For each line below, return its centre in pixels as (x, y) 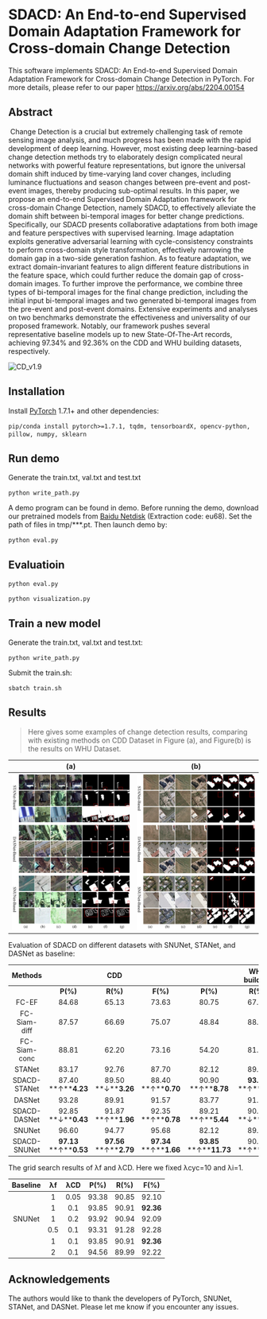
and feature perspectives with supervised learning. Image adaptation (121, 233)
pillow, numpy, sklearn (48, 434)
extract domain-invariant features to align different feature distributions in (128, 266)
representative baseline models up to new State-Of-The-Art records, (120, 334)
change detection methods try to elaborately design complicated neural (126, 157)
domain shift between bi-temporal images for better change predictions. (126, 215)
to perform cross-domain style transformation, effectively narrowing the (126, 250)
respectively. (29, 351)
